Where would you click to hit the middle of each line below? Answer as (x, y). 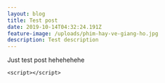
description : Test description (53, 40)
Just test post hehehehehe (46, 60)
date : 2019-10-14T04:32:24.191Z (54, 27)
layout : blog (26, 14)
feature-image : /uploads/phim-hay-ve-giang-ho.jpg (83, 33)
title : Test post (33, 20)
